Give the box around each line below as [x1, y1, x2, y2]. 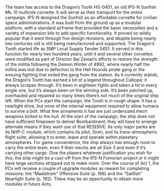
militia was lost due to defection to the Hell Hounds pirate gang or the [5, 67, 145, 72]
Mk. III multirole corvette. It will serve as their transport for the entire [5, 9, 143, 15]
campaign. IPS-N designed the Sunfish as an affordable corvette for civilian [5, 15, 158, 20]
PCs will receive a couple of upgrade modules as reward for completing [5, 166, 150, 171]
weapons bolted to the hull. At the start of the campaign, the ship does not [5, 114, 155, 119]
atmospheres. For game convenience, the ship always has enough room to [5, 140, 156, 145]
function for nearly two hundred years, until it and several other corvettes [5, 51, 153, 57]
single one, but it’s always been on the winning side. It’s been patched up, [5, 88, 154, 93]
